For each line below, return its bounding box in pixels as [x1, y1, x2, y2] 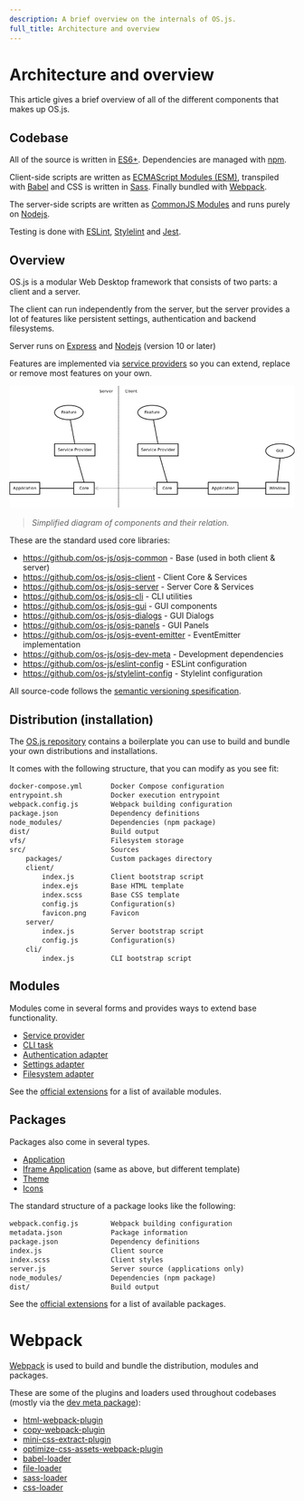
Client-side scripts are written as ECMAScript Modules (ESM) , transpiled [9, 172, 280, 183]
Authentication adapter [22, 1049, 109, 1060]
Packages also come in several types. [9, 1136, 151, 1147]
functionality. [9, 1012, 59, 1023]
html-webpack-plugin [22, 1414, 104, 1425]
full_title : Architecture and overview [9, 24, 160, 34]
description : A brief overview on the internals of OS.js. [9, 15, 237, 24]
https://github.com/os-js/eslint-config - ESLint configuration [22, 658, 247, 670]
